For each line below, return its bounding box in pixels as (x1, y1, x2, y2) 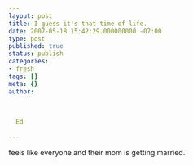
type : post (8, 34, 46, 43)
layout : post (8, 11, 53, 20)
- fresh (8, 65, 35, 73)
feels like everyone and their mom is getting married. (8, 147, 186, 157)
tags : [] (8, 72, 38, 80)
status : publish (8, 50, 64, 58)
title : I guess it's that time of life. (8, 20, 148, 28)
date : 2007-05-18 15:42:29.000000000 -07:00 (8, 27, 162, 35)
